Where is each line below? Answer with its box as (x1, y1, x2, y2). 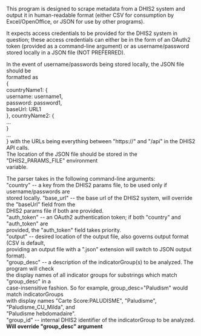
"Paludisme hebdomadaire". (6, 310, 76, 317)
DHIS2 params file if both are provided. (6, 207, 104, 214)
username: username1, (6, 93, 63, 100)
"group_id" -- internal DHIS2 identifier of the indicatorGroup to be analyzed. (6, 317, 196, 323)
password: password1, (6, 99, 62, 106)
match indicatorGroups (6, 291, 64, 298)
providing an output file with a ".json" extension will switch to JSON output (6, 246, 192, 253)
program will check (6, 265, 54, 272)
